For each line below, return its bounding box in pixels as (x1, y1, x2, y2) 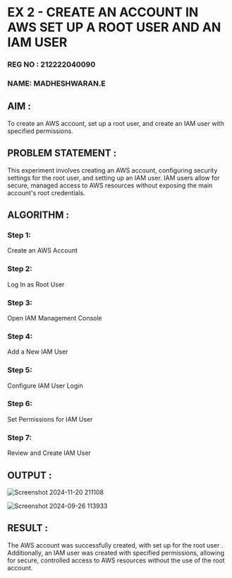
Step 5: (7, 365, 33, 375)
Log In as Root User (7, 280, 65, 289)
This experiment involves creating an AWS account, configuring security (7, 166, 218, 174)
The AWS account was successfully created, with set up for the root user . (7, 541, 224, 549)
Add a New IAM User (7, 347, 68, 356)
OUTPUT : (7, 469, 52, 481)
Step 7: (7, 432, 32, 442)
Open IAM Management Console (7, 313, 102, 322)
